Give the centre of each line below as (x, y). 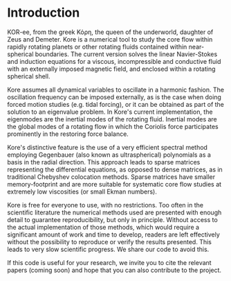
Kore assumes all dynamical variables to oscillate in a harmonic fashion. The (116, 90)
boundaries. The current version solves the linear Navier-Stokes (126, 54)
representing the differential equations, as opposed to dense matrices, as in (115, 169)
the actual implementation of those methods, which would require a (103, 227)
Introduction (44, 13)
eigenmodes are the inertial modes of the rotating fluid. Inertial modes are (112, 119)
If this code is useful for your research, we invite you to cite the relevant (110, 262)
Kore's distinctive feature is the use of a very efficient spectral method (107, 147)
